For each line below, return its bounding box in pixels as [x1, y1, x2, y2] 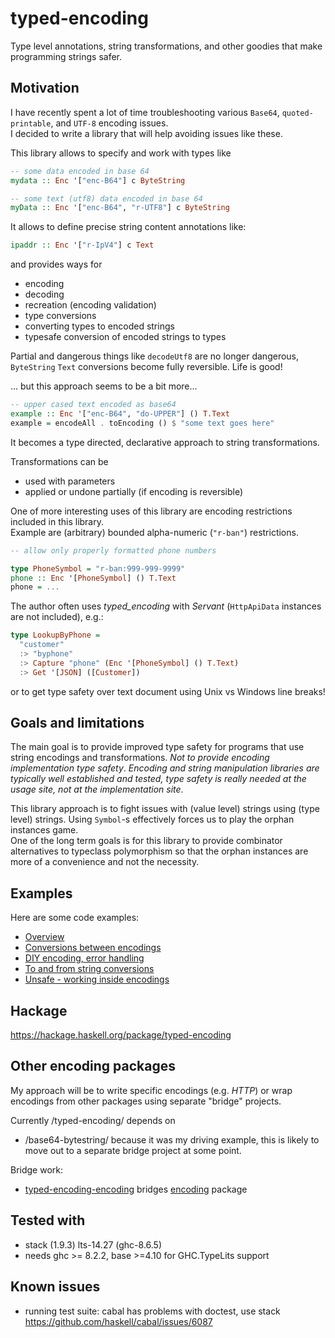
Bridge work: [10, 1163, 64, 1176]
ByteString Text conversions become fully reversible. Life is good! [10, 361, 283, 373]
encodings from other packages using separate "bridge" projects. [10, 1095, 282, 1107]
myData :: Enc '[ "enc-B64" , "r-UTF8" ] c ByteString [10, 203, 230, 213]
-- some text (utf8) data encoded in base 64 [10, 193, 203, 204]
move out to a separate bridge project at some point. [24, 1144, 242, 1156]
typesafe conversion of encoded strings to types [24, 331, 227, 343]
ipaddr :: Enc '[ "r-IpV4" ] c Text [10, 240, 155, 251]
